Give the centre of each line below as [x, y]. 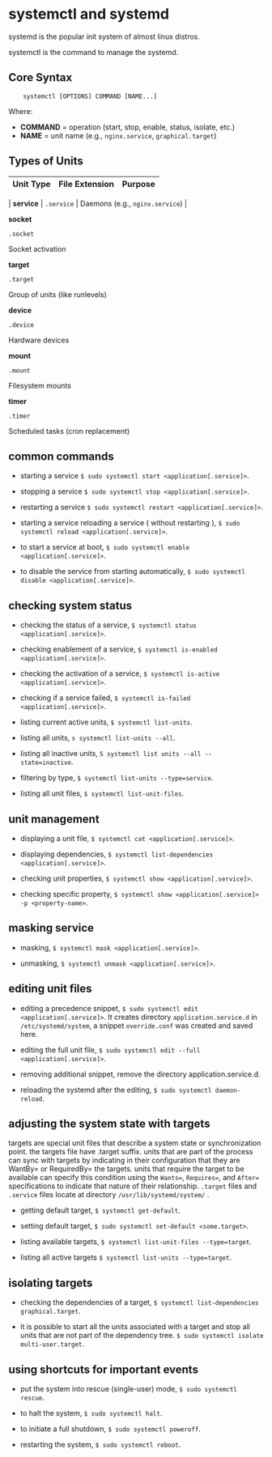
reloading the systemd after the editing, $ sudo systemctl [116, 1090]
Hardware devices [39, 340]
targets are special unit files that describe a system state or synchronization [135, 1143]
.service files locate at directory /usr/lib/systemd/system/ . [109, 1195]
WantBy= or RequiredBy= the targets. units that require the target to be [126, 1169]
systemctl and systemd [89, 14]
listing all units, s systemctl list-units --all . [98, 738]
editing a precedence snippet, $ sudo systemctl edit [109, 1008]
